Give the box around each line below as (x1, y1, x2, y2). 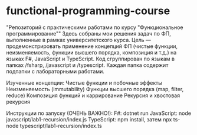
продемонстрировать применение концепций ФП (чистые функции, (6, 43, 178, 50)
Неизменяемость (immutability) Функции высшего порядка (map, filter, (6, 85, 184, 92)
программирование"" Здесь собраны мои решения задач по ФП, (6, 30, 171, 37)
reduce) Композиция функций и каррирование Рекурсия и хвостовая (6, 92, 180, 99)
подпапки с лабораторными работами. (6, 67, 105, 75)
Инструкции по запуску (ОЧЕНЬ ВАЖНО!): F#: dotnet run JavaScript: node (6, 110, 192, 117)
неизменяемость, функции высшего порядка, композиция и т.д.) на (6, 49, 177, 56)
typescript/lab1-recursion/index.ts (19, 122, 102, 129)
